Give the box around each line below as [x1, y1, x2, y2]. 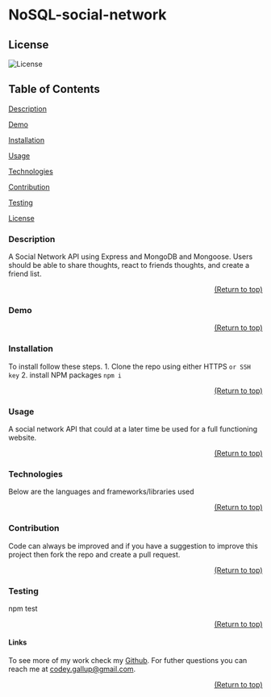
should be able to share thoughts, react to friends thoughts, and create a [8, 261, 250, 270]
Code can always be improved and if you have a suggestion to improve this [8, 540, 258, 550]
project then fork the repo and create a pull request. [8, 549, 181, 559]
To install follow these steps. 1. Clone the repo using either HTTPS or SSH [8, 361, 252, 371]
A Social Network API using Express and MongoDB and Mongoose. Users [8, 252, 253, 261]
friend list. [8, 269, 42, 279]
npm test [8, 603, 38, 613]
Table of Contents [8, 82, 101, 96]
